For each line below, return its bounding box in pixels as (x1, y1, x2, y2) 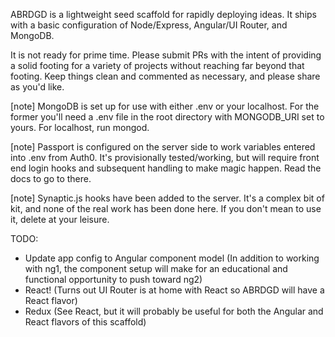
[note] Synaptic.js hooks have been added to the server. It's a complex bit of (10, 192, 325, 204)
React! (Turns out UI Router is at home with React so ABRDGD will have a (24, 284, 325, 296)
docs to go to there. (10, 173, 92, 184)
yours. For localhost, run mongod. (10, 122, 150, 133)
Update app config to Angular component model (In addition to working (24, 252, 320, 264)
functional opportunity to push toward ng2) (24, 274, 203, 285)
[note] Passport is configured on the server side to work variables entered (10, 141, 316, 153)
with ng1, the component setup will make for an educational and (24, 263, 288, 274)
